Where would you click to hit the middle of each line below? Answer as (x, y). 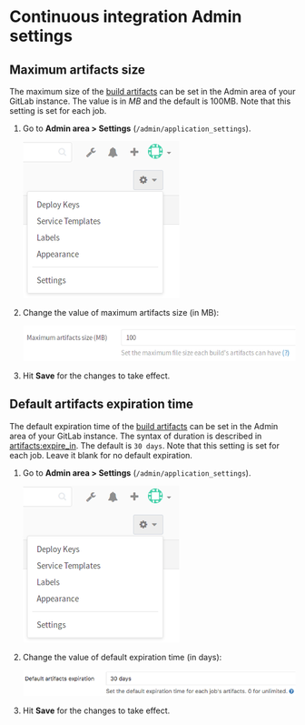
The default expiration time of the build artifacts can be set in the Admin (144, 426)
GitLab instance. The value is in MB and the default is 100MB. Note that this (150, 101)
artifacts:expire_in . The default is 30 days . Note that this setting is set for (144, 445)
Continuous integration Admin (126, 17)
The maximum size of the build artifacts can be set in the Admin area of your (152, 91)
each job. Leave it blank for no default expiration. (101, 455)
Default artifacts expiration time (101, 404)
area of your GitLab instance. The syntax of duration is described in (136, 436)
